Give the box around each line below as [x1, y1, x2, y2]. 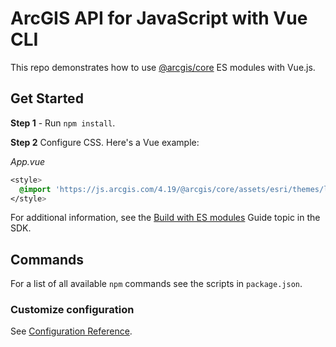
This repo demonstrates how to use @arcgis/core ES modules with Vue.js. [10, 61, 316, 73]
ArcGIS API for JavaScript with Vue [10, 7, 308, 30]
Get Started [10, 90, 84, 107]
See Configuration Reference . [10, 325, 133, 337]
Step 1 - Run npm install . [10, 117, 116, 129]
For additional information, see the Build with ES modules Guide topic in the [10, 212, 321, 224]
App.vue [10, 155, 46, 167]
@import [19, 184, 52, 194]
